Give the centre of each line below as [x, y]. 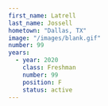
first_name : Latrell [42, 16]
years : [19, 53]
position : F [42, 82]
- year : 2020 [37, 61]
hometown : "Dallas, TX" [48, 30]
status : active [48, 90]
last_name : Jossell [40, 23]
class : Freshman [50, 68]
